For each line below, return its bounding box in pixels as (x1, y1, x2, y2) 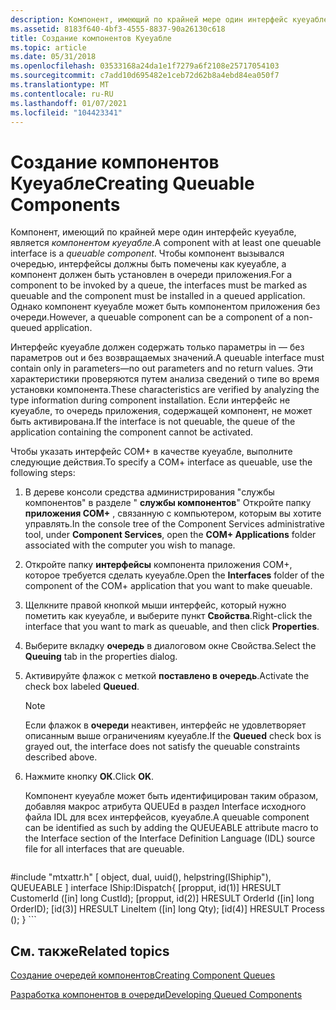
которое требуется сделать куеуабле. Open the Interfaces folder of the (24, 569, 325, 581)
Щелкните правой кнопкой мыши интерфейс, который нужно (24, 599, 287, 611)
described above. (24, 751, 98, 763)
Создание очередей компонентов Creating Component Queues (10, 969, 276, 981)
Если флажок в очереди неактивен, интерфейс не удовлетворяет (24, 719, 307, 731)
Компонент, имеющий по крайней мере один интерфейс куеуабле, (10, 226, 297, 238)
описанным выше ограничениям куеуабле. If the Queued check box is (24, 730, 322, 742)
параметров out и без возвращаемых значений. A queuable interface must (10, 352, 325, 364)
